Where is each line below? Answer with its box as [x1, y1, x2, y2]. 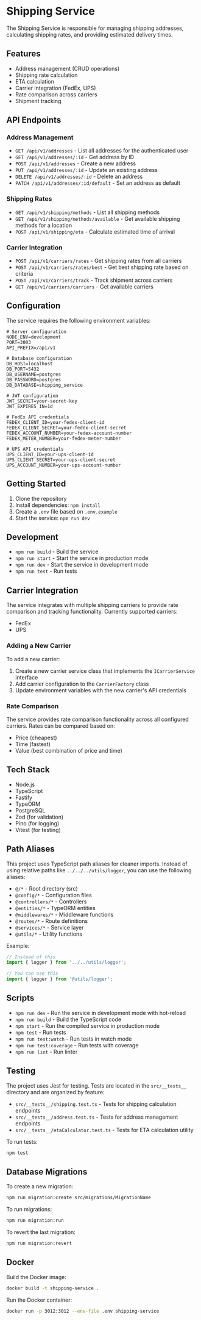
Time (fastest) [15, 740, 51, 748]
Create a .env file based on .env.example [15, 508, 118, 515]
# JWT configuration [6, 392, 59, 399]
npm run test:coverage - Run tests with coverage [15, 1041, 139, 1049]
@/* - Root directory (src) [15, 884, 78, 892]
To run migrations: [6, 1206, 52, 1213]
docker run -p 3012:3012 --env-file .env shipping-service [6, 1308, 160, 1314]
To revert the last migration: [6, 1229, 76, 1236]
